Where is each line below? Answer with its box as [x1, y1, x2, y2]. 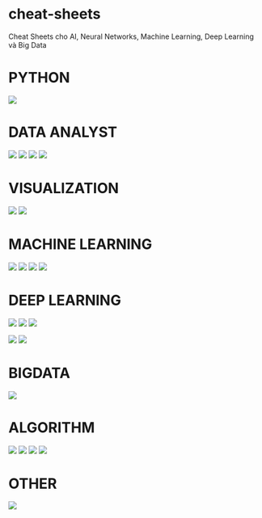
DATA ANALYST [8, 123, 118, 141]
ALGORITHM [8, 418, 95, 436]
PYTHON [8, 69, 70, 87]
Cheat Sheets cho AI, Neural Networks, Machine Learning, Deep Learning [8, 32, 255, 41]
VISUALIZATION [8, 179, 120, 197]
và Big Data [8, 40, 47, 49]
